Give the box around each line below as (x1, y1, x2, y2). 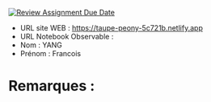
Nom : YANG (19, 40, 63, 50)
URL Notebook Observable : (19, 32, 114, 41)
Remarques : (8, 77, 95, 96)
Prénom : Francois (19, 49, 82, 58)
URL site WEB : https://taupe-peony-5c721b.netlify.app (19, 23, 204, 32)
